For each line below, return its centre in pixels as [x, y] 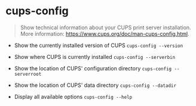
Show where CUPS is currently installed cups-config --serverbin [95, 57]
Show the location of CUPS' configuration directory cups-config [93, 68]
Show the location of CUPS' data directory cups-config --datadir [95, 85]
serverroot [28, 74]
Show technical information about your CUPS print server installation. [106, 27]
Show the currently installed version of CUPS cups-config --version [99, 45]
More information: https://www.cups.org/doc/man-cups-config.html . [105, 33]
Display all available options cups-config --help [73, 96]
